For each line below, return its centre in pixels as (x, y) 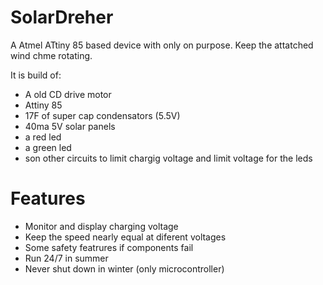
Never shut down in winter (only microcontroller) (124, 268)
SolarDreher (62, 17)
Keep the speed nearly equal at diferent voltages (125, 237)
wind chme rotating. (51, 55)
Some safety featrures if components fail (109, 247)
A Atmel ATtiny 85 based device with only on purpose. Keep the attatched (162, 45)
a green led (48, 147)
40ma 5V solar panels (70, 126)
